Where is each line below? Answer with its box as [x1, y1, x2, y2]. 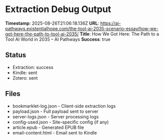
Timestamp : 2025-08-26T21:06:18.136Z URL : [5, 20, 99, 26]
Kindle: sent [12, 69, 38, 76]
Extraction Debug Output [5, 4, 111, 15]
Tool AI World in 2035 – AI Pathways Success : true [5, 36, 111, 42]
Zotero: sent [12, 75, 38, 81]
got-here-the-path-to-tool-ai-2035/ [5, 31, 79, 37]
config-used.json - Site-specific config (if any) [12, 119, 109, 125]
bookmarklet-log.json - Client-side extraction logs [12, 103, 116, 109]
